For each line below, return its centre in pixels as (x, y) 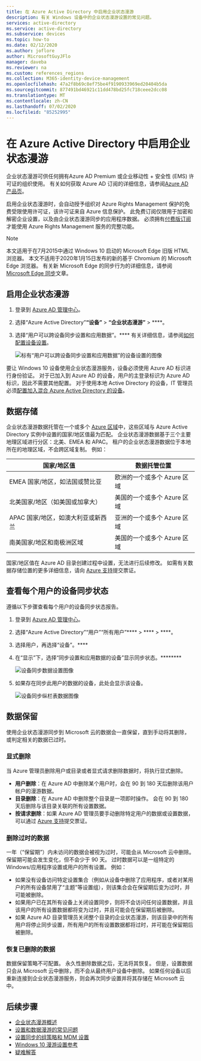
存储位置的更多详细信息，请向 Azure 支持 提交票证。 (75, 570)
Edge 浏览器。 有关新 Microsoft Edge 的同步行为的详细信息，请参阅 (89, 266)
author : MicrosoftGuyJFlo (38, 56)
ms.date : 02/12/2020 (32, 46)
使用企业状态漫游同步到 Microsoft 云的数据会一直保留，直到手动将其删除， (98, 732)
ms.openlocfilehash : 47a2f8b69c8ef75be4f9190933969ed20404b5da (87, 85)
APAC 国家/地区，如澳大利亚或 (52, 517)
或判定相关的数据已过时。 (38, 739)
